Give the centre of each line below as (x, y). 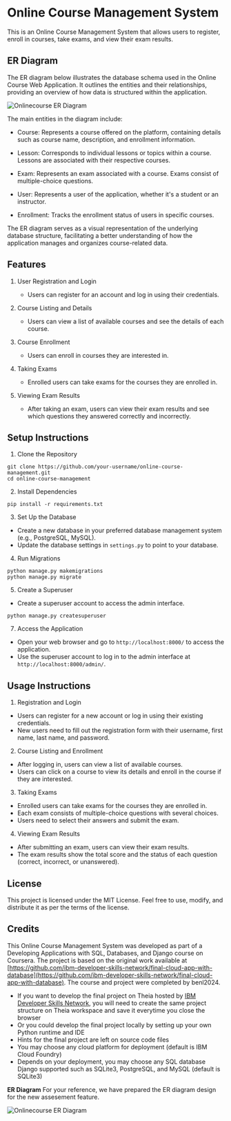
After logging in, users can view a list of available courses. (100, 765)
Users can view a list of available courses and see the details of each (125, 321)
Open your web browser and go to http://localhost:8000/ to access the (121, 642)
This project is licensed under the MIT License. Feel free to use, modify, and (115, 900)
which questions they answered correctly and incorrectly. (109, 416)
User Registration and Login (57, 281)
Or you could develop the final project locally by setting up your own (114, 1024)
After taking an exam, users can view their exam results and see (118, 409)
